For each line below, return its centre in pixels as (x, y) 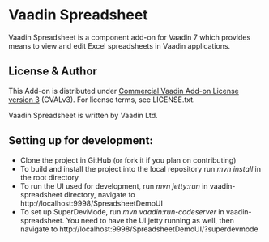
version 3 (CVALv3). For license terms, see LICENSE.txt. (102, 100)
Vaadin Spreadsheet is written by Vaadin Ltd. (83, 115)
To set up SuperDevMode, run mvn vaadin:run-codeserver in (122, 211)
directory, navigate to (100, 194)
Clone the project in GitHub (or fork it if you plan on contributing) (128, 160)
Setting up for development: (81, 140)
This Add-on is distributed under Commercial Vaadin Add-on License (124, 91)
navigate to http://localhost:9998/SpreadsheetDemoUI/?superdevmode (139, 229)
